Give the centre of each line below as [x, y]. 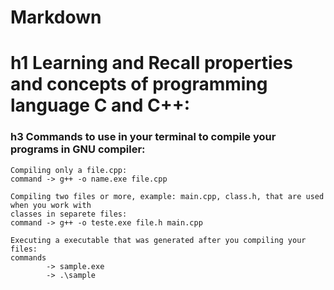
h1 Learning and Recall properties [151, 63]
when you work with [51, 205]
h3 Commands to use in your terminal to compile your [143, 137]
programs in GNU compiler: [78, 149]
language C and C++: [100, 105]
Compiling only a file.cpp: [69, 170]
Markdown [56, 17]
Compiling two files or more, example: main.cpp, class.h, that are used [167, 196]
